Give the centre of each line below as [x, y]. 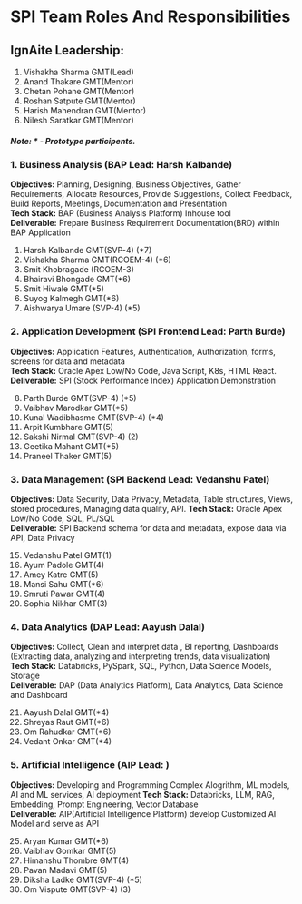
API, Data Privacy [43, 537]
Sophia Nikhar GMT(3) [65, 603]
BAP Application [40, 232]
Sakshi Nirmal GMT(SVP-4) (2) [81, 437]
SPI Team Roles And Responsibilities [151, 17]
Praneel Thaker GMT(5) [68, 456]
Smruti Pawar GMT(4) [64, 594]
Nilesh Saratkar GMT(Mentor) [78, 120]
